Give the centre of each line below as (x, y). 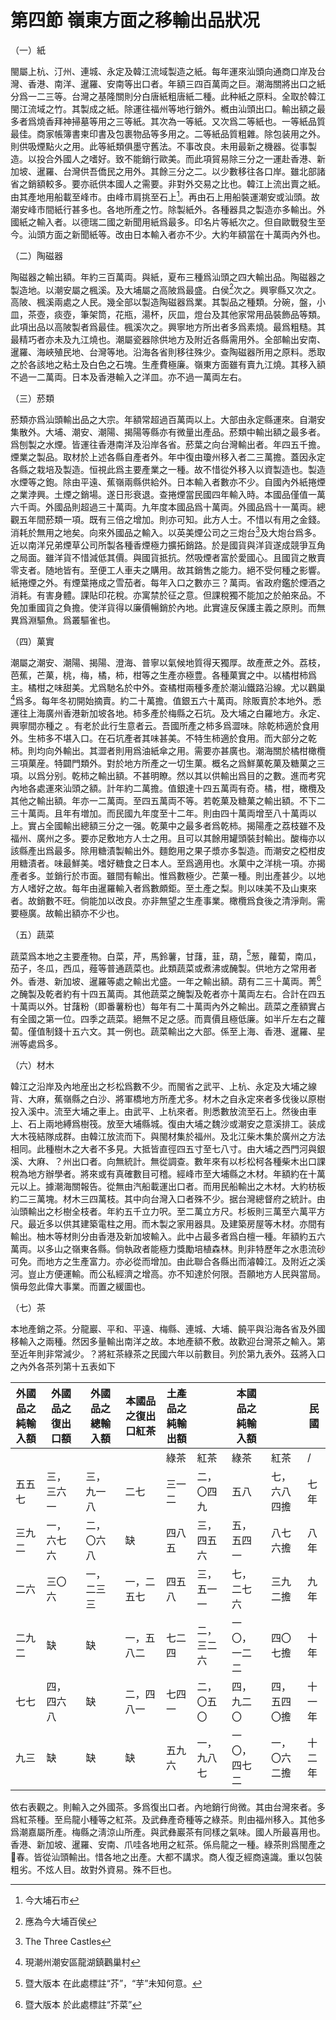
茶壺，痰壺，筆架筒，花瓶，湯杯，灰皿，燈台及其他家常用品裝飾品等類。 (176, 315)
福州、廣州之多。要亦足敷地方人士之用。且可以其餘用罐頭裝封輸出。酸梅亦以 (168, 838)
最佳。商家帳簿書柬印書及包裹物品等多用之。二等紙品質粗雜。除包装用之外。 (168, 133)
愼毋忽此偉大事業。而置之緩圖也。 (80, 1286)
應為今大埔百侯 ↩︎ (60, 1921)
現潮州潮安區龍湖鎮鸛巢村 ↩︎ (82, 1962)
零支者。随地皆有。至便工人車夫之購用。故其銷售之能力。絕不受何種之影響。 (168, 570)
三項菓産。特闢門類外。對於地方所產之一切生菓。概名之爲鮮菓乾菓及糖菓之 (163, 763)
